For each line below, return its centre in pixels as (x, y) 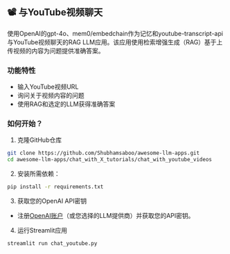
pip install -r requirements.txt (55, 187)
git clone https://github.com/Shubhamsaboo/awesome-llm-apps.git (103, 153)
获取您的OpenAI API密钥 (52, 201)
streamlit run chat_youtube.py (52, 244)
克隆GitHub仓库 (39, 140)
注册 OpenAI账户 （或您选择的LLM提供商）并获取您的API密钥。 (106, 216)
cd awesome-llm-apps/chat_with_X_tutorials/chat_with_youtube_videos (110, 160)
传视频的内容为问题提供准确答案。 (56, 51)
